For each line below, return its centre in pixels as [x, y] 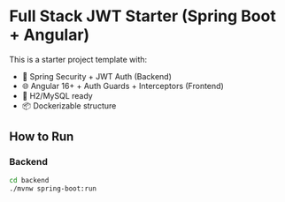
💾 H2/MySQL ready [57, 95]
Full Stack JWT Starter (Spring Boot [142, 16]
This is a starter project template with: [78, 59]
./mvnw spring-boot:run [53, 188]
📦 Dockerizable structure [69, 105]
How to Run [42, 137]
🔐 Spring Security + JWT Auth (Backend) [97, 76]
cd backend [29, 180]
